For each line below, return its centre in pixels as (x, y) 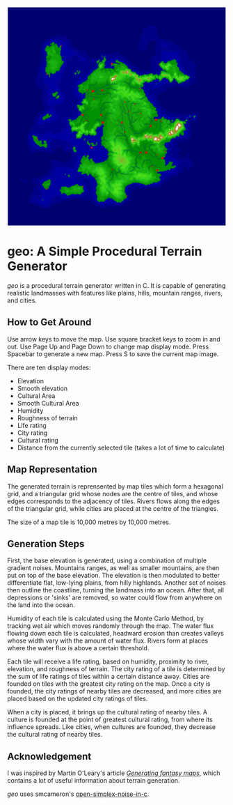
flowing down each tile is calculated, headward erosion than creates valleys (115, 634)
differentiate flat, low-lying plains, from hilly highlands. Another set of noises (116, 583)
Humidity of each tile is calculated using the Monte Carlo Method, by (105, 619)
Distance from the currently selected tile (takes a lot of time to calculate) (121, 447)
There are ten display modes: (49, 367)
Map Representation (52, 469)
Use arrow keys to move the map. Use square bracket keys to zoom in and (114, 339)
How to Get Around (49, 322)
